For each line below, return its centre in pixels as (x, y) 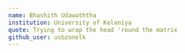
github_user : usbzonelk (47, 37)
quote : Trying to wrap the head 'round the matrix (93, 30)
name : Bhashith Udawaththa (52, 15)
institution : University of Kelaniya (70, 23)
